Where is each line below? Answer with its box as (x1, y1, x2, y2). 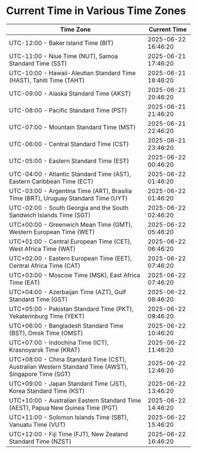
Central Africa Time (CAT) (9, 261, 81, 270)
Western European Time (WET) (9, 227, 95, 236)
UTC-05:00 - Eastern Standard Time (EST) (9, 156, 130, 165)
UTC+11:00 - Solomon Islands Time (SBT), (9, 413, 129, 421)
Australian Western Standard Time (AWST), (9, 362, 128, 370)
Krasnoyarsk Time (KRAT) (9, 346, 80, 354)
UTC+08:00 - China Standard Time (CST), (9, 355, 127, 363)
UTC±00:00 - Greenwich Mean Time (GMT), (9, 220, 133, 229)
